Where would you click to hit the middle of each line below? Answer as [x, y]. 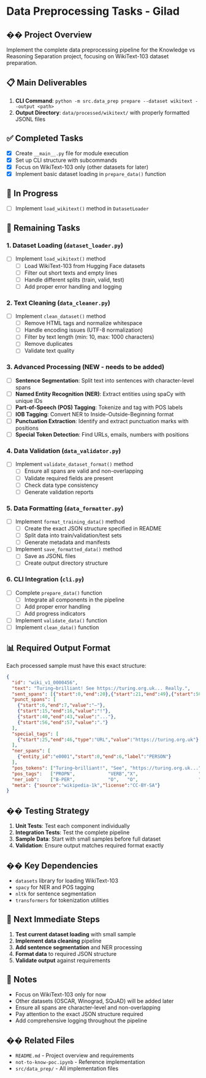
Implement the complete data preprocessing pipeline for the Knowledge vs [101, 50]
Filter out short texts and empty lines [71, 273]
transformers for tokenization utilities [62, 900]
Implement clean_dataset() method [60, 316]
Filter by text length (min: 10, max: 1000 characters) [89, 337]
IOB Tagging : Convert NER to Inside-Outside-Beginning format [94, 414]
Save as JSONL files [50, 556]
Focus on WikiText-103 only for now [61, 994]
